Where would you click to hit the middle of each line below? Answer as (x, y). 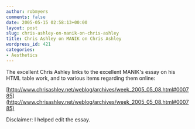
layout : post (22, 28)
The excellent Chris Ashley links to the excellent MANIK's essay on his (91, 72)
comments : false (26, 17)
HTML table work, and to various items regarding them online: (81, 78)
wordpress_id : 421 (28, 45)
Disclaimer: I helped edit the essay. (48, 119)
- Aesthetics (22, 55)
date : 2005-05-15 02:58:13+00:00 (47, 22)
